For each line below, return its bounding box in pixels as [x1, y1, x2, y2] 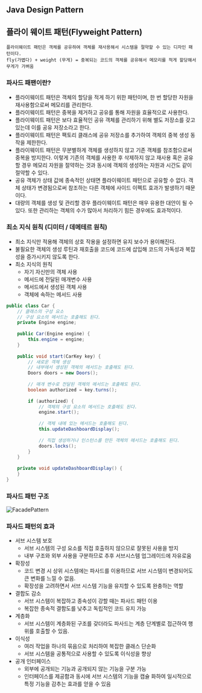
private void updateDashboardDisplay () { [17, 466, 122, 472]
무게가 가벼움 [6, 63, 34, 70]
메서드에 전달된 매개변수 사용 [24, 276, 92, 283]
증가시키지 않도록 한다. [26, 253, 80, 260]
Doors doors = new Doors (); [28, 370, 98, 376]
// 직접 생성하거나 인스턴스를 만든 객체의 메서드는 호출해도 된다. [38, 437, 180, 443]
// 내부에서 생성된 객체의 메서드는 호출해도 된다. [28, 364, 135, 370]
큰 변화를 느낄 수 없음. [24, 575, 76, 582]
